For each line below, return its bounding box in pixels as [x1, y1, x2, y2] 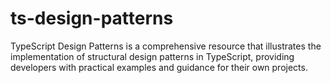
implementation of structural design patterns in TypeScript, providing [10, 50, 295, 62]
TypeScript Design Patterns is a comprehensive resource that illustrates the [10, 40, 322, 52]
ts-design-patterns [10, 7, 174, 30]
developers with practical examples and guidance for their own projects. [10, 61, 308, 73]
